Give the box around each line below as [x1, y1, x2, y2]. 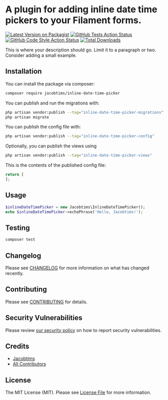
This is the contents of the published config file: [5, 162, 106, 169]
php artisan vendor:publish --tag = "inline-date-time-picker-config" [5, 134, 155, 139]
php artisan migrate [5, 114, 50, 120]
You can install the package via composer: [5, 80, 95, 87]
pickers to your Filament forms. [5, 14, 142, 26]
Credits [5, 342, 30, 350]
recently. [5, 270, 24, 276]
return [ [5, 172, 24, 177]
